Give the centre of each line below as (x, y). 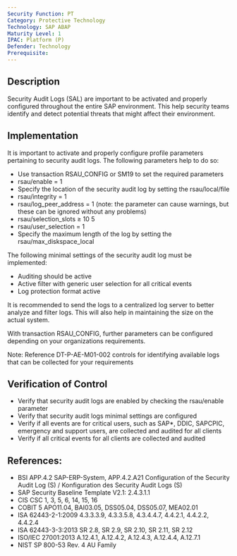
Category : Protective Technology (56, 20)
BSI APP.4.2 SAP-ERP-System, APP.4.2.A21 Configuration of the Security (124, 478)
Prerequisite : (28, 54)
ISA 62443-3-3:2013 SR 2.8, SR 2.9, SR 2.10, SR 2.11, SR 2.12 (105, 530)
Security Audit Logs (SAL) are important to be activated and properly (107, 99)
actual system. (29, 320)
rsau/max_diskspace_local (56, 241)
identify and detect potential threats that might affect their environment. (111, 113)
